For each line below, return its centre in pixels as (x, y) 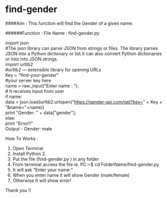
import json (17, 43)
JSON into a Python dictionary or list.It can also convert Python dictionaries (84, 54)
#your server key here (28, 80)
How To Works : (22, 138)
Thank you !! (18, 190)
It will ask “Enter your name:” (43, 170)
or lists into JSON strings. (32, 59)
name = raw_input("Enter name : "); (42, 86)
